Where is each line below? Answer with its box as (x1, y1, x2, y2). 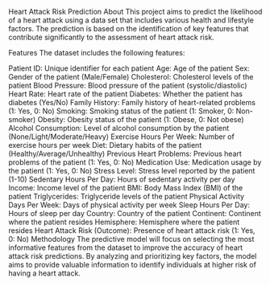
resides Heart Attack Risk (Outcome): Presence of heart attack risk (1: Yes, (8, 226, 255, 235)
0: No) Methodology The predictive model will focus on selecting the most (8, 235, 255, 243)
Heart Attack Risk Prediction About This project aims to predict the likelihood (8, 7, 263, 16)
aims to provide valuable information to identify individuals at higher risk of (8, 260, 256, 269)
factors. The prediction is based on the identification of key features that (8, 24, 249, 33)
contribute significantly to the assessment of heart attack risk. (8, 32, 215, 42)
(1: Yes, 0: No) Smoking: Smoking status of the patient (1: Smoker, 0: (8, 106, 235, 116)
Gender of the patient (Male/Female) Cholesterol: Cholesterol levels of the (8, 72, 254, 81)
